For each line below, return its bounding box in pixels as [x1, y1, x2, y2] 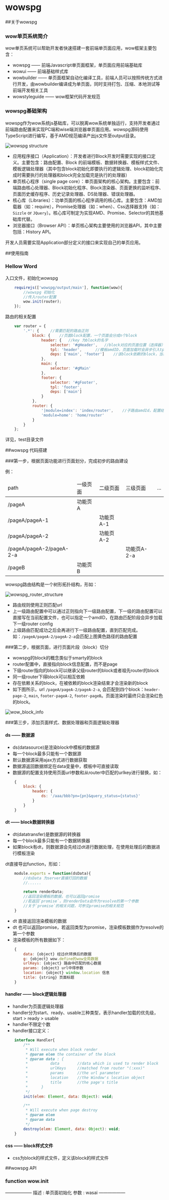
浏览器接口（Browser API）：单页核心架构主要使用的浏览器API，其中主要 [12, 222, 162, 228]
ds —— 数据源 [5, 732, 35, 738]
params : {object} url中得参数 [23, 966, 84, 971]
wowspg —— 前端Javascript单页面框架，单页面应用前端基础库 [12, 62, 142, 68]
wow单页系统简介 [5, 32, 48, 39]
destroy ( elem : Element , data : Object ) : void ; [23, 1126, 121, 1131]
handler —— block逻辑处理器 [5, 991, 67, 997]
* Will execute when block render [25, 1047, 98, 1052]
